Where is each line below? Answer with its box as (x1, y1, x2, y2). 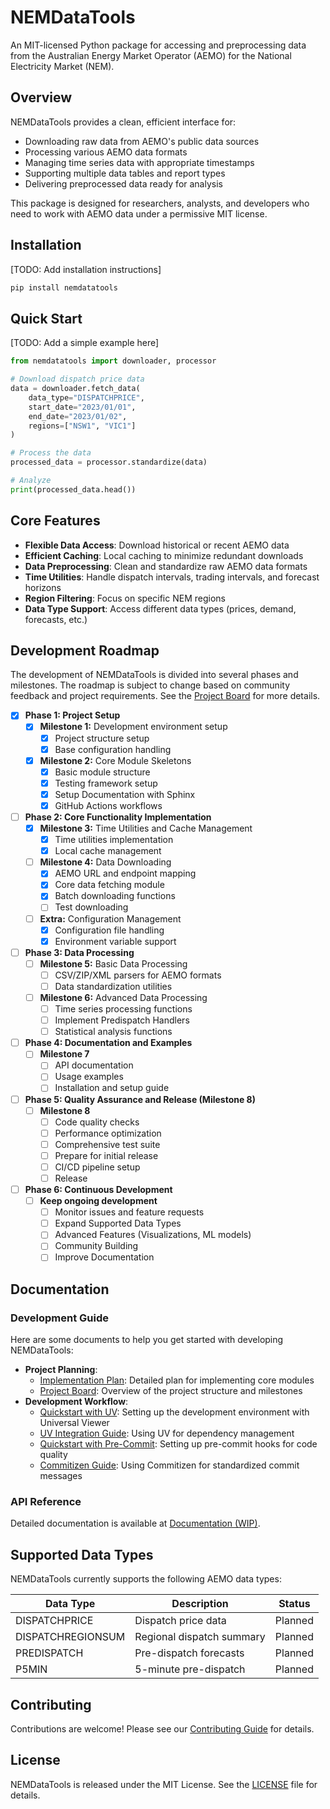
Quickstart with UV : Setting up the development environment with (39, 1406, 310, 1418)
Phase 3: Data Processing (24, 946, 135, 958)
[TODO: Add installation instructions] (10, 263, 162, 275)
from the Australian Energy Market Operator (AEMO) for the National (10, 49, 292, 61)
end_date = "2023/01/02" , (28, 411, 128, 421)
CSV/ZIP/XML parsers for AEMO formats (54, 969, 222, 981)
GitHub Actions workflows (54, 799, 163, 811)
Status (278, 1597, 311, 1611)
